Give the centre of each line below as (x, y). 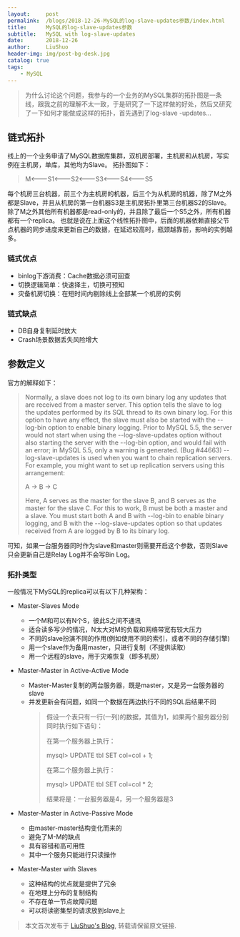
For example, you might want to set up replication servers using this (125, 465)
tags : (15, 67)
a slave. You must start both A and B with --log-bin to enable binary (124, 515)
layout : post (33, 14)
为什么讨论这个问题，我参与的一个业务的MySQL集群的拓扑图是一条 (123, 95)
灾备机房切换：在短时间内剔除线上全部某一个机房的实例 (99, 293)
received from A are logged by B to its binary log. (97, 531)
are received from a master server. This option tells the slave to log (123, 405)
